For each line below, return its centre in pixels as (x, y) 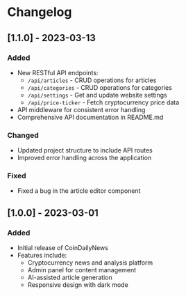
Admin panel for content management (82, 270)
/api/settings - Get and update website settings (98, 95)
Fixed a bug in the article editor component (79, 191)
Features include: (42, 256)
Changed (23, 135)
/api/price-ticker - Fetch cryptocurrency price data (103, 102)
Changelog (40, 12)
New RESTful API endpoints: (58, 72)
